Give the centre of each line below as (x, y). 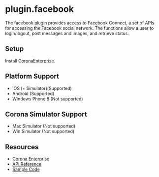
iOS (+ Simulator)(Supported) (42, 88)
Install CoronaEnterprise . (30, 61)
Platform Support (32, 76)
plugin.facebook (39, 9)
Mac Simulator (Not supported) (44, 126)
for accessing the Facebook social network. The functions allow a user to (79, 28)
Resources (22, 147)
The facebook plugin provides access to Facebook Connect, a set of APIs (80, 23)
